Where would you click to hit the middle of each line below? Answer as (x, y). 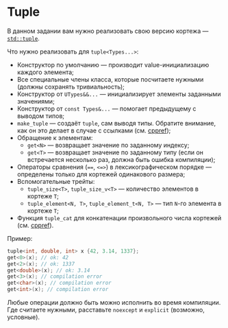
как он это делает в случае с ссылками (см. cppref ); (94, 130)
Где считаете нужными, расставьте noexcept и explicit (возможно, (106, 310)
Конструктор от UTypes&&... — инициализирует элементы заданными (119, 94)
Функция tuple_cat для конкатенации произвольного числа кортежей (119, 218)
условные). (23, 317)
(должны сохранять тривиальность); (71, 86)
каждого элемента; (45, 72)
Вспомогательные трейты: (56, 181)
